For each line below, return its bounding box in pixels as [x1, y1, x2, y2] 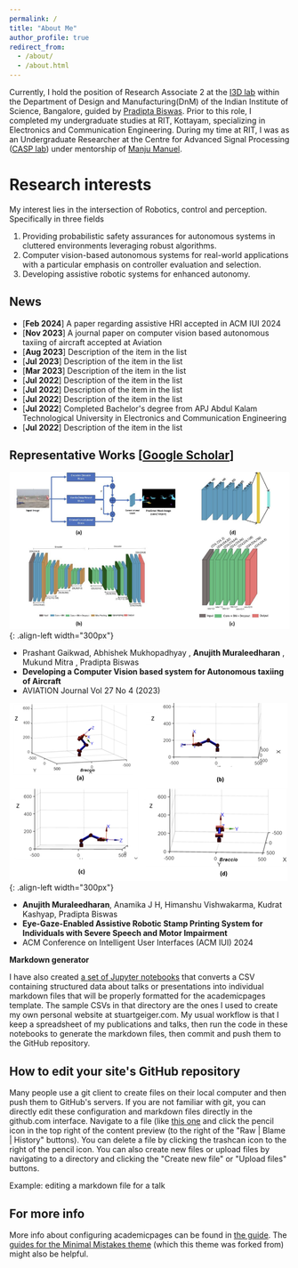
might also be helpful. [9, 1248, 89, 1259]
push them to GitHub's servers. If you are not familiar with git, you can [9, 1097, 267, 1108]
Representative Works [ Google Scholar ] [9, 448, 234, 463]
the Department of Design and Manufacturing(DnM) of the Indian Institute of [9, 96, 289, 107]
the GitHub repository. [9, 1038, 91, 1049]
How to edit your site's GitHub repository [9, 1063, 241, 1078]
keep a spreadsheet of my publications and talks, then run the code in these [9, 1019, 288, 1030]
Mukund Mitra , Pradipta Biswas [21, 657, 140, 667]
